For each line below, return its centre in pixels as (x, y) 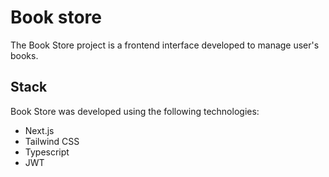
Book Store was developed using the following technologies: (135, 111)
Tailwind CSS (52, 141)
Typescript (47, 152)
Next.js (39, 130)
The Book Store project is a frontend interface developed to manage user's (165, 45)
